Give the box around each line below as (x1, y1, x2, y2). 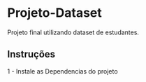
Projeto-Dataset (7, 5, 103, 21)
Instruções (7, 48, 56, 60)
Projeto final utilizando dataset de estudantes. (7, 28, 140, 36)
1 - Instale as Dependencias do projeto (7, 67, 118, 75)
